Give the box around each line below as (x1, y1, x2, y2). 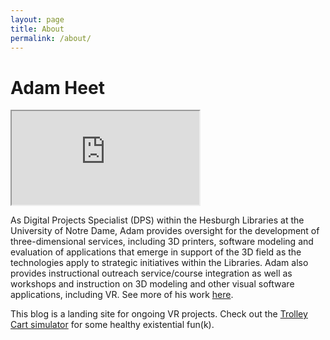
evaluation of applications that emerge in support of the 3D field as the (10, 246, 302, 258)
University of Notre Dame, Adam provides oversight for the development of (10, 225, 320, 237)
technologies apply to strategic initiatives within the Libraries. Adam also (10, 257, 309, 269)
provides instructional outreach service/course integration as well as (10, 267, 293, 280)
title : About (10, 24, 65, 34)
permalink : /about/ (10, 33, 92, 43)
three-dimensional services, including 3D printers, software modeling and (10, 236, 314, 248)
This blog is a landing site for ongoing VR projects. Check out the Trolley (10, 308, 308, 320)
